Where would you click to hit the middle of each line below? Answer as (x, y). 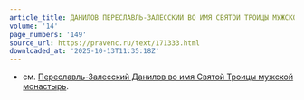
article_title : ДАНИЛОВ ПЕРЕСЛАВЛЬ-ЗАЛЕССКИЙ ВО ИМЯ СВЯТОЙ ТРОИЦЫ (139, 18)
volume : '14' (34, 26)
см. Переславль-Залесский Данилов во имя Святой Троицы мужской (158, 77)
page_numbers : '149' (48, 34)
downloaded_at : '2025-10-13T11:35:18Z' (85, 51)
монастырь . (46, 86)
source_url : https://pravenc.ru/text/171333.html (105, 43)
